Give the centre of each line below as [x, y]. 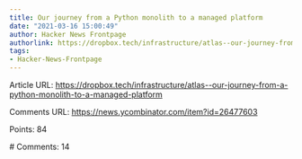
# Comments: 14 [40, 146]
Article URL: [31, 85]
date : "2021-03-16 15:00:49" [64, 26]
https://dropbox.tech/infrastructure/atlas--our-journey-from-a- [172, 85]
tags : [19, 51]
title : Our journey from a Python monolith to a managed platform [136, 18]
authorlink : [31, 43]
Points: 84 [28, 129]
